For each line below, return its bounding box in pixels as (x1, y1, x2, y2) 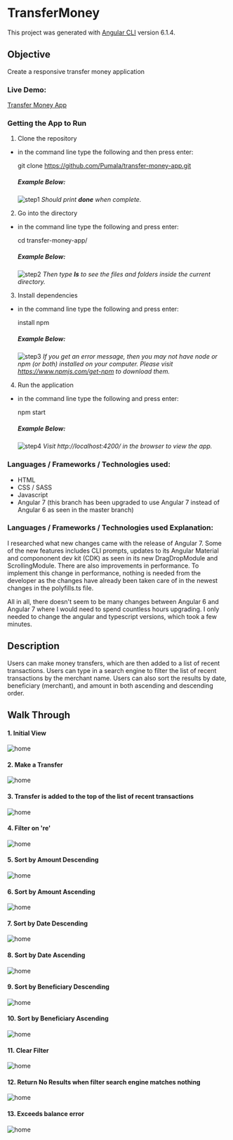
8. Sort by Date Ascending (7, 951, 86, 959)
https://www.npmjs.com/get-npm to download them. (17, 367, 171, 376)
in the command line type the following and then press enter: (17, 148, 194, 156)
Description (7, 640, 60, 652)
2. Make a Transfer (7, 760, 63, 769)
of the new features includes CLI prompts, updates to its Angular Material (7, 546, 219, 555)
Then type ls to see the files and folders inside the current (42, 270, 211, 278)
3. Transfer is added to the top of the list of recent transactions (7, 793, 194, 801)
